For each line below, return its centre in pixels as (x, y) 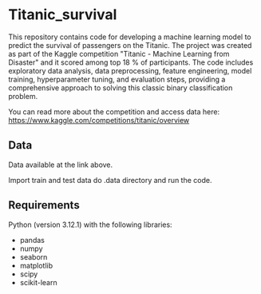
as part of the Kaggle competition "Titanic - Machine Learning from (119, 54)
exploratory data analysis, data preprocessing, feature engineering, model (130, 70)
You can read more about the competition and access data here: (114, 111)
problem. (23, 96)
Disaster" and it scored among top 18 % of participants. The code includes (131, 62)
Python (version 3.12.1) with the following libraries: (91, 224)
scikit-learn (38, 282)
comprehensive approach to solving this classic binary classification (121, 87)
